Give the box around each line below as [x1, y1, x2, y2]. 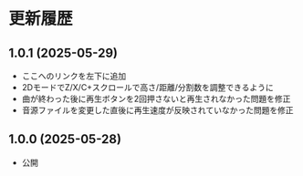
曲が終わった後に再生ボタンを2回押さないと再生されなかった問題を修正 [21, 93, 291, 104]
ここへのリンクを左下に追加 [21, 70, 127, 81]
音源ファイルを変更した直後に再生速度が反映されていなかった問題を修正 [21, 105, 294, 115]
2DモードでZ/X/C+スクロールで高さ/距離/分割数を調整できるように [21, 82, 275, 92]
